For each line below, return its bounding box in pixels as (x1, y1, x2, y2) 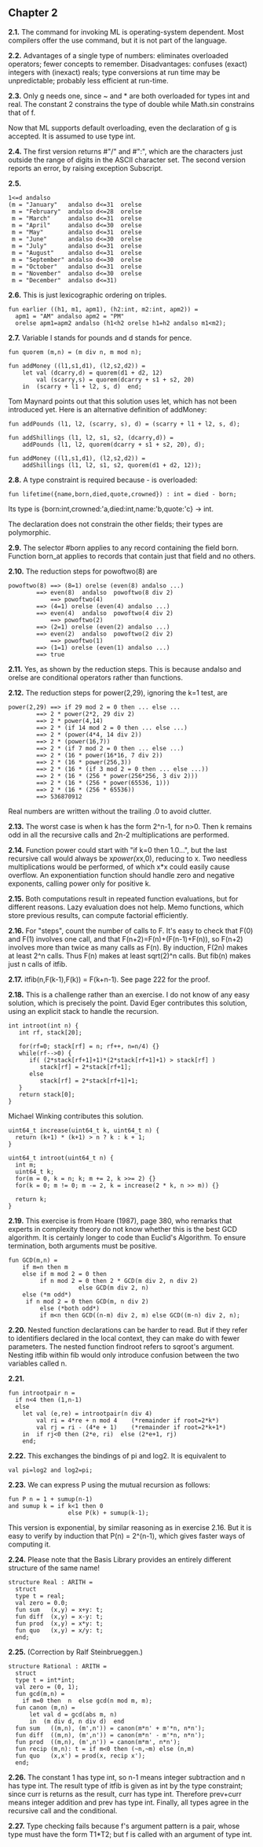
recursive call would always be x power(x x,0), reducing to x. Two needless (8, 853, 247, 863)
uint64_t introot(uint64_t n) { (8, 1154, 114, 1162)
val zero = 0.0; (15, 1598, 68, 1607)
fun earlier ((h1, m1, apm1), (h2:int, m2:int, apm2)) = (8, 305, 199, 313)
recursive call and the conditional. (8, 1805, 118, 1816)
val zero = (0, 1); (15, 1683, 79, 1690)
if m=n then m (22, 1263, 68, 1271)
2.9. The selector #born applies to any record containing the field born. (8, 543, 239, 552)
